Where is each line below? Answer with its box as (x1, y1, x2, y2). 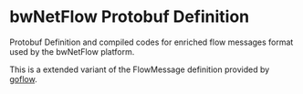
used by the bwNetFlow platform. (9, 46, 135, 57)
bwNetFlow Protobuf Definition (9, 6, 250, 27)
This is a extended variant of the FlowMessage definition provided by (9, 64, 270, 75)
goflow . (9, 73, 38, 84)
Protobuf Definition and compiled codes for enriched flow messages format (9, 37, 294, 47)
